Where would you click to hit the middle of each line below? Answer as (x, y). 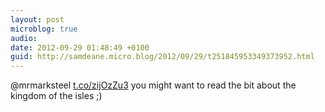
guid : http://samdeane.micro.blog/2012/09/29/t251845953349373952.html (162, 57)
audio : (24, 38)
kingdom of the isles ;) (56, 96)
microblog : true (44, 29)
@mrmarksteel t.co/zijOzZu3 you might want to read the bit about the (153, 85)
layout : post (37, 19)
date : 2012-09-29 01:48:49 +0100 (80, 47)
